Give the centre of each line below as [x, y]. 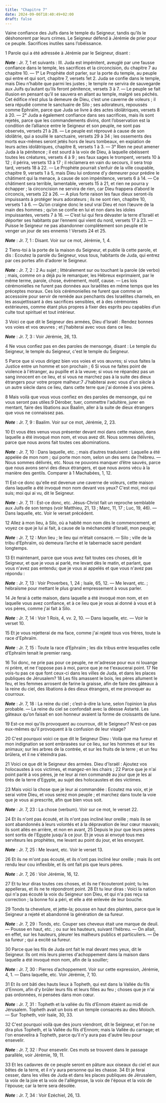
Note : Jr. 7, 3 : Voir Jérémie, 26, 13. [41, 336]
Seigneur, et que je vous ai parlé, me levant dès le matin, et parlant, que [78, 563]
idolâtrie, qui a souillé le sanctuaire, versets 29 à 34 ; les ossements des [78, 136]
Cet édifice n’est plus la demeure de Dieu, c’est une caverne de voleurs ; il [81, 99]
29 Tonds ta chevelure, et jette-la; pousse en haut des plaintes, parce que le [83, 909]
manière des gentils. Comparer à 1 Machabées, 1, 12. [59, 473]
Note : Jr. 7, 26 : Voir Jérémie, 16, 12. [42, 874]
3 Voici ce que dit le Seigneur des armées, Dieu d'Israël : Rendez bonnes [79, 322]
